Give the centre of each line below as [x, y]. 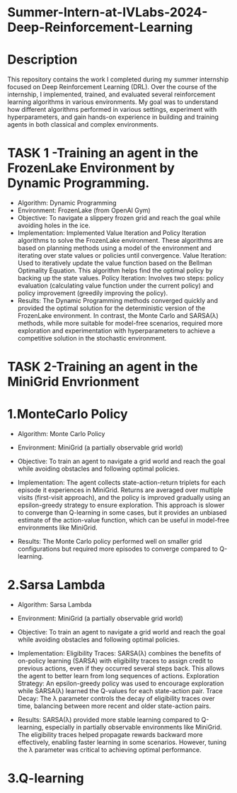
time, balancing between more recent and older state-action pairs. [114, 706]
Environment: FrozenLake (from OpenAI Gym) [84, 210]
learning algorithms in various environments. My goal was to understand [113, 102]
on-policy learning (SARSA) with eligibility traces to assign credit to [115, 661]
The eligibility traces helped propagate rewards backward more [110, 735]
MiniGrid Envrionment [73, 382]
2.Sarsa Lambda [56, 585]
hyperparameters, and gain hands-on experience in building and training [113, 117]
